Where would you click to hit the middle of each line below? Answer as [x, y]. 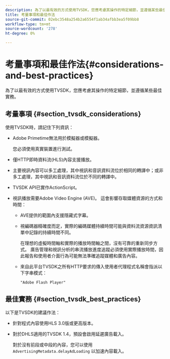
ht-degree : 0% [20, 33]
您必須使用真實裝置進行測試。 [44, 149]
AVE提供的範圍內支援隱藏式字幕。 [55, 215]
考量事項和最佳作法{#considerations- [84, 65]
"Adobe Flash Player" [43, 282]
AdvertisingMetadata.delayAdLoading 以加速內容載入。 [70, 351]
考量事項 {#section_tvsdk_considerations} [73, 114]
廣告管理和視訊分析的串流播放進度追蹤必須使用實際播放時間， [95, 249]
